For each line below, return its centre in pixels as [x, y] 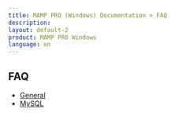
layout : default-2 [38, 30]
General [32, 95]
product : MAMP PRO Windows [52, 37]
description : [30, 23]
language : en [30, 45]
